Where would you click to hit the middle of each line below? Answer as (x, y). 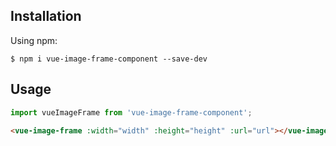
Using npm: (34, 40)
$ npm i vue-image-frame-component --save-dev (109, 59)
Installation (46, 16)
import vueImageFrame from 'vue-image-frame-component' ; (131, 112)
